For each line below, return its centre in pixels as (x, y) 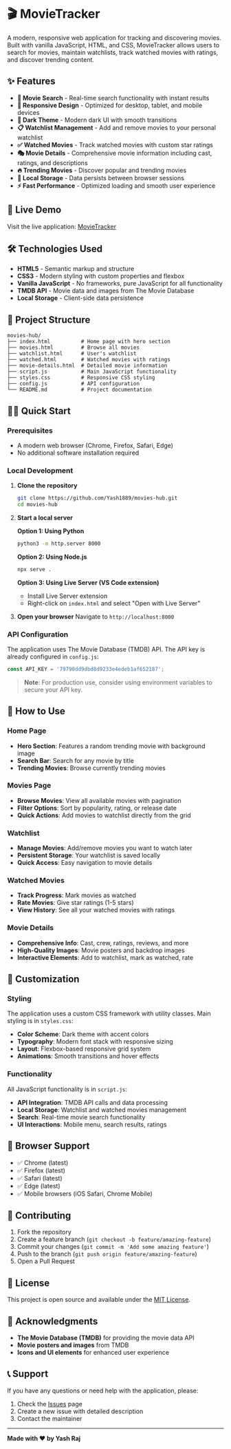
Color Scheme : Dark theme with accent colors (83, 1034)
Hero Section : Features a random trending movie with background (111, 746)
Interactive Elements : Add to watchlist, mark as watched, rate (105, 957)
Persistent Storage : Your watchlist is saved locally (88, 855)
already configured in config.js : (53, 656)
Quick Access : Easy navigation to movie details (85, 863)
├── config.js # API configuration (73, 384)
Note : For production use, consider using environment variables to (118, 682)
